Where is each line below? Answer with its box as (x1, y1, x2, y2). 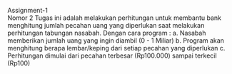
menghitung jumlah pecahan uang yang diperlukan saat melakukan (7, 21, 205, 29)
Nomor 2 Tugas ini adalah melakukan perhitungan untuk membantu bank (7, 14, 222, 22)
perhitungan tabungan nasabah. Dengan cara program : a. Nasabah (7, 28, 206, 37)
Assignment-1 (7, 6, 48, 14)
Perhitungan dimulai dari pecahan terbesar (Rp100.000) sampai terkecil (7, 51, 217, 60)
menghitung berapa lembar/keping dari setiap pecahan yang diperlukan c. (7, 44, 226, 52)
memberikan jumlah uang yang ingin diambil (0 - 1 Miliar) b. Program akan (7, 36, 225, 45)
